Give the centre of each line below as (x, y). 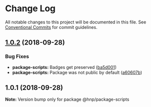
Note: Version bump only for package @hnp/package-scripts (67, 99)
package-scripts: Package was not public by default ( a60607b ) (77, 72)
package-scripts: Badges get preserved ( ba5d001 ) (64, 67)
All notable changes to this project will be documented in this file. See (76, 22)
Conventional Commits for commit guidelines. (51, 27)
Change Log (30, 9)
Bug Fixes (17, 57)
